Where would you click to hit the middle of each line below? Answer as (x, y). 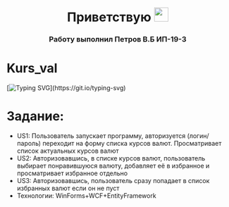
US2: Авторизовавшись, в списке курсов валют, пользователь (111, 158)
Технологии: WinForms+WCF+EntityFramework (86, 195)
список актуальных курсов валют (68, 151)
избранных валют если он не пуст (68, 188)
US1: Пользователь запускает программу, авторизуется (101, 136)
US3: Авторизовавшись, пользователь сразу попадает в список (113, 180)
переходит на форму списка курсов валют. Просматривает (132, 143)
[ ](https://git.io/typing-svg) (66, 88)
